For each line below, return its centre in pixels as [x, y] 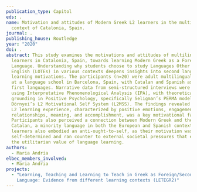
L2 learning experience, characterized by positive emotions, [89, 109]
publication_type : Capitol [39, 11]
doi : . [14, 50]
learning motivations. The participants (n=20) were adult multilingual [102, 77]
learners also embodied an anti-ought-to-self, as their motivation [97, 131]
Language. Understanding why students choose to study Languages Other [101, 66]
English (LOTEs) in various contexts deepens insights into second [96, 71]
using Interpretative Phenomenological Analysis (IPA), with [88, 93]
